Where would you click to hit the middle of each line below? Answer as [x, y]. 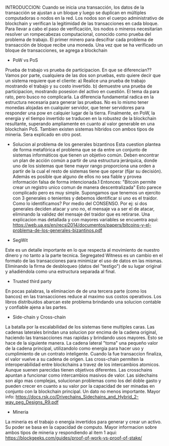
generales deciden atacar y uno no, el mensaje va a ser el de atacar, [83, 209]
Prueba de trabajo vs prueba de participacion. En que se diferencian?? [78, 70]
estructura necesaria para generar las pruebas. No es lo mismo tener [77, 102]
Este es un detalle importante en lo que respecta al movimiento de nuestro [82, 250]
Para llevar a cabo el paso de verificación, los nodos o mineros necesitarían [84, 29]
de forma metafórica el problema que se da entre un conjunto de [80, 150]
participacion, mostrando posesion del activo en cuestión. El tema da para [82, 91]
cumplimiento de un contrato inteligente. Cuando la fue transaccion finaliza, [84, 354]
